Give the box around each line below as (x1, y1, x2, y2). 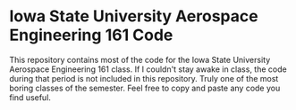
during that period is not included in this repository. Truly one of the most (9, 73, 279, 83)
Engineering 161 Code (9, 25, 173, 45)
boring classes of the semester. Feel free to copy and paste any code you (9, 82, 281, 93)
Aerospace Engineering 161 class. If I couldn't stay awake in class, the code (9, 64, 288, 75)
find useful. (9, 91, 52, 103)
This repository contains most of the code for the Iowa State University (9, 54, 271, 65)
